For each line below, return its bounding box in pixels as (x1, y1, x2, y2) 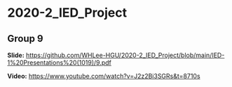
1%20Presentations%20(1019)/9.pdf (7, 58, 112, 67)
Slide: (7, 51, 25, 59)
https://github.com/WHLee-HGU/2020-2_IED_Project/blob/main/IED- (25, 51, 225, 59)
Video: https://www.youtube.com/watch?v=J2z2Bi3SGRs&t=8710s (7, 72, 201, 80)
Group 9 (7, 33, 43, 45)
